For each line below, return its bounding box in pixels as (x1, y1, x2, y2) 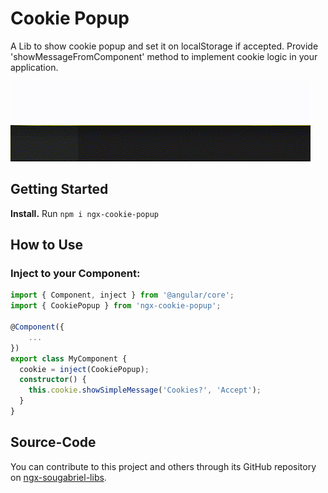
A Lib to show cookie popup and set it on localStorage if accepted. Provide (10, 40, 319, 52)
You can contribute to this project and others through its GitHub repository (10, 460, 317, 472)
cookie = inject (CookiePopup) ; (19, 364, 150, 374)
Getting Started (10, 181, 109, 198)
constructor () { (19, 375, 87, 385)
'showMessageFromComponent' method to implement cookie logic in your (10, 50, 318, 62)
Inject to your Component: (10, 267, 141, 281)
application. (10, 61, 59, 73)
